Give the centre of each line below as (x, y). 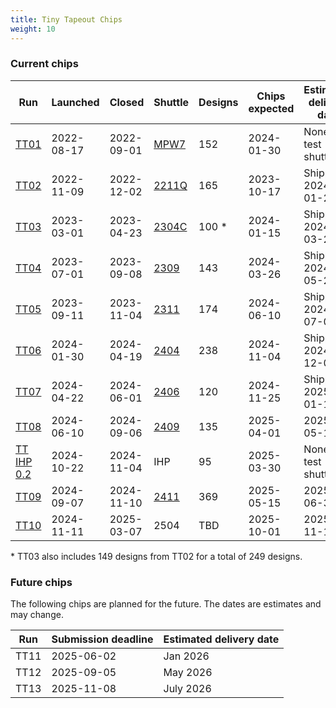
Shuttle (171, 102)
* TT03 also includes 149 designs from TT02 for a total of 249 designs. (156, 556)
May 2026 (188, 673)
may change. (37, 615)
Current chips (44, 64)
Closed (127, 102)
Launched (75, 102)
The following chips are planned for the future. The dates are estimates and (166, 604)
